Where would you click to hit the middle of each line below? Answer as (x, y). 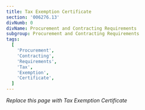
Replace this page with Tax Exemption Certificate (67, 100)
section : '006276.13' (33, 17)
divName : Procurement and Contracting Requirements (71, 28)
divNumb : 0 (20, 23)
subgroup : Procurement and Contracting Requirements (73, 34)
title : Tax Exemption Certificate (49, 12)
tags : (13, 39)
